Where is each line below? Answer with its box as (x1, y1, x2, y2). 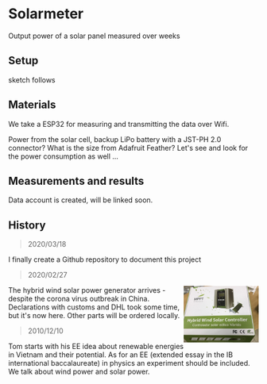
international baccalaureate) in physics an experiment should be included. (8, 359, 250, 368)
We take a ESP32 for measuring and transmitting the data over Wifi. (8, 119, 230, 129)
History (8, 218, 46, 232)
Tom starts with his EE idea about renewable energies (8, 342, 184, 351)
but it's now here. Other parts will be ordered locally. (8, 311, 180, 321)
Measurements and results (8, 174, 145, 187)
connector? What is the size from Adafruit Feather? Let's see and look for (8, 143, 249, 152)
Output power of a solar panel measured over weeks (8, 31, 180, 40)
